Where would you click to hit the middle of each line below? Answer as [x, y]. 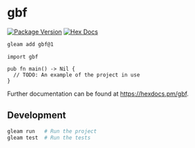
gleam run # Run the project [52, 131]
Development [37, 115]
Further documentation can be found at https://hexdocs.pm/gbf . [98, 94]
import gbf [23, 56]
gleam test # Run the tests [49, 138]
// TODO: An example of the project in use [76, 75]
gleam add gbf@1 [30, 44]
